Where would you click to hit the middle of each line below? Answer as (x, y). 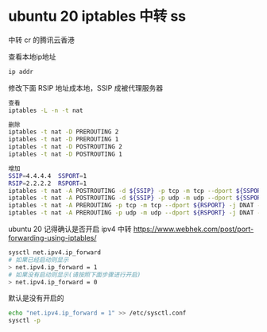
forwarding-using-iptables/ (52, 238)
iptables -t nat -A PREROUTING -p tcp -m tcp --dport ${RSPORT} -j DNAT (131, 206)
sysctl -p (25, 321)
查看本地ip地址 (32, 56)
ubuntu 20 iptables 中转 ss (97, 16)
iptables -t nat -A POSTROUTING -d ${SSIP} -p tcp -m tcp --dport (120, 191)
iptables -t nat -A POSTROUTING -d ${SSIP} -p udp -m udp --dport (120, 198)
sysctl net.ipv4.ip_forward (55, 253)
